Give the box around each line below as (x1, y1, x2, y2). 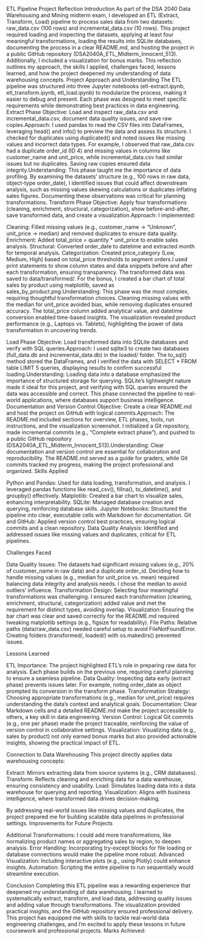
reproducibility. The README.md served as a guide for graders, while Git (6, 455, 188, 461)
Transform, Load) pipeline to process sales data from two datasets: (6, 18, 174, 25)
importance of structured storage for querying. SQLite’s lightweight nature (6, 377, 191, 384)
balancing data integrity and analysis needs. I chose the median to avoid (6, 580, 187, 587)
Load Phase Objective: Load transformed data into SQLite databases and (6, 338, 188, 346)
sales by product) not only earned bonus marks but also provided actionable (6, 733, 197, 740)
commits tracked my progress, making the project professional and (6, 461, 174, 468)
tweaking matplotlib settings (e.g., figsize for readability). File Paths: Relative (6, 619, 198, 626)
